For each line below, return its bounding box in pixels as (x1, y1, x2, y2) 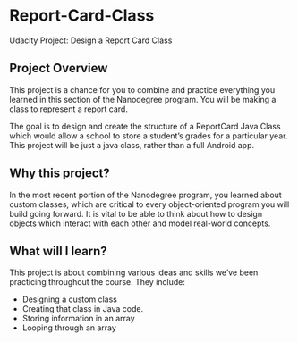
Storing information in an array (21, 313, 136, 324)
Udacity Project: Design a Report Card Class (9, 35, 173, 46)
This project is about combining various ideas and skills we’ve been (9, 267, 259, 278)
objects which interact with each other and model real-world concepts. (9, 218, 271, 229)
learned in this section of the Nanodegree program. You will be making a (9, 94, 277, 104)
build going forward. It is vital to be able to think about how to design (9, 208, 262, 219)
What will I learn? (9, 243, 107, 259)
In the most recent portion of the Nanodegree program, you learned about (9, 189, 282, 200)
